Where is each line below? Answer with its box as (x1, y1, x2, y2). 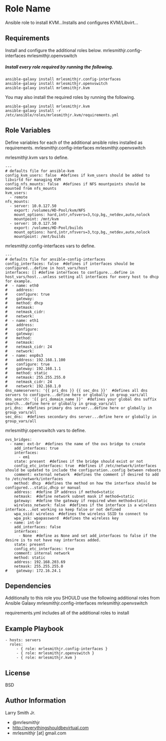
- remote (9, 194, 28, 200)
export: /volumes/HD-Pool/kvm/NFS (14, 208, 85, 213)
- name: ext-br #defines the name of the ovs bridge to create (9, 441, 146, 446)
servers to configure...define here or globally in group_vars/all (5, 392, 148, 397)
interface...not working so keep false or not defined (5, 507, 121, 512)
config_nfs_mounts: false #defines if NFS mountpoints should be (5, 181, 146, 186)
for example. (5, 278, 32, 284)
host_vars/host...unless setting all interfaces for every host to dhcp (5, 274, 159, 279)
